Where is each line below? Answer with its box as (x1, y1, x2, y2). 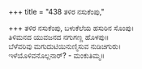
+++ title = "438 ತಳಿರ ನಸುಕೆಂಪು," (8, 7, 105, 16)
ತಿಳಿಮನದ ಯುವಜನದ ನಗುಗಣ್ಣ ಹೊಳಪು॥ (8, 32, 110, 41)
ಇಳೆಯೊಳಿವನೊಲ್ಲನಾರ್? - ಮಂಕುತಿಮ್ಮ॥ (8, 50, 105, 60)
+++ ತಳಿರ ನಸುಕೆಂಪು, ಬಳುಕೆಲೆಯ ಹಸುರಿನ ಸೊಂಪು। (8, 24, 135, 32)
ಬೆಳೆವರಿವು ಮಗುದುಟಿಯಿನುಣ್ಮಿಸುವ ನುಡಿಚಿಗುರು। (8, 41, 122, 51)
